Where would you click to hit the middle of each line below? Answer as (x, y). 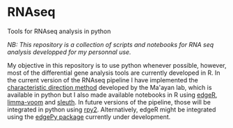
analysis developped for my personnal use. (69, 52)
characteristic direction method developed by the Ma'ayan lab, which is (110, 87)
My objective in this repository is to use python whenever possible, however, (117, 65)
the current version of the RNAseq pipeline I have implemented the (103, 80)
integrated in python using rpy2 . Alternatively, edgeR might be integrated (112, 109)
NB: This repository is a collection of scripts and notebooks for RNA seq (111, 44)
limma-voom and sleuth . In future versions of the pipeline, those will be (109, 102)
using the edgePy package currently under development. (89, 117)
